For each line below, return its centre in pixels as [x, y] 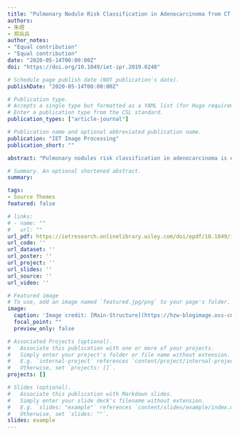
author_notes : [28, 41]
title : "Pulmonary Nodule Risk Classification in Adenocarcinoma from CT [119, 14]
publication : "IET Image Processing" [63, 138]
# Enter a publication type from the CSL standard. [85, 112]
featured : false [31, 204]
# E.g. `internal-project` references [68, 361]
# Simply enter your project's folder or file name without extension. [119, 355]
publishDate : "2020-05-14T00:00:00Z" [63, 86]
